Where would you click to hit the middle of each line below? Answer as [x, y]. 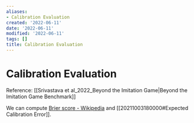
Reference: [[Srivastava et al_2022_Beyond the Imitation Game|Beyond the [97, 90]
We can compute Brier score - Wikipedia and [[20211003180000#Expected [97, 108]
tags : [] [17, 39]
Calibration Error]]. [29, 114]
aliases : [17, 12]
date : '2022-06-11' [30, 28]
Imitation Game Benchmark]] [41, 96]
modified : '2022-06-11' [35, 34]
